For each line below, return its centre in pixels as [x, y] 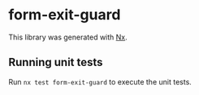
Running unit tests [56, 62]
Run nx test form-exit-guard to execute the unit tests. [100, 81]
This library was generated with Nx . [68, 37]
